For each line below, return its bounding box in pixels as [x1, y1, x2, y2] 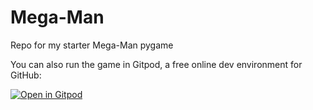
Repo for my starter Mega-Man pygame [10, 39, 174, 51]
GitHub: [10, 69, 42, 81]
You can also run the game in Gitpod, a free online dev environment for [10, 58, 303, 70]
